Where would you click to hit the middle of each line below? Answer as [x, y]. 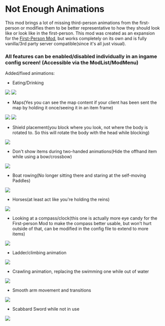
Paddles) [21, 181]
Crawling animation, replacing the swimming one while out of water [81, 271]
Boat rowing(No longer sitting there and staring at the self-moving [79, 175]
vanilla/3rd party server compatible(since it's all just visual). [66, 43]
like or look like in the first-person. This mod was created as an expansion [80, 33]
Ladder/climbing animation [39, 253]
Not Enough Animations [55, 9]
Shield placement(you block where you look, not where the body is [80, 128]
